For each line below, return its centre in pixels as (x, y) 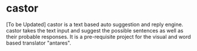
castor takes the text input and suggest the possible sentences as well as (95, 30)
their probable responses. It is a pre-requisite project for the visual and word (98, 37)
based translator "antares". (39, 43)
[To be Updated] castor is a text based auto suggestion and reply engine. (95, 24)
